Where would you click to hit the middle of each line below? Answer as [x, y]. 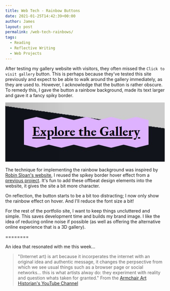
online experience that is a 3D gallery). [46, 227]
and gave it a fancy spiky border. [39, 95]
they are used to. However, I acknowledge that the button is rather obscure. [84, 85]
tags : [11, 37]
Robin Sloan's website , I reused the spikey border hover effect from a [78, 175]
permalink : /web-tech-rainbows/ [39, 32]
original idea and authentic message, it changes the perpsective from [90, 262]
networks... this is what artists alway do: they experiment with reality [89, 273]
